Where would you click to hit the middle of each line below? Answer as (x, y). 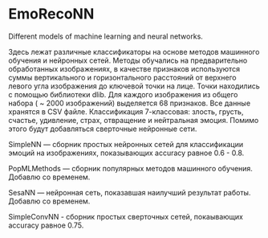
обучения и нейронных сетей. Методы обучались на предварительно (128, 60)
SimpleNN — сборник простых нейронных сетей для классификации (126, 144)
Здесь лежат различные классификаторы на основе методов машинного (134, 51)
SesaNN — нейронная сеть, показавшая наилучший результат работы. (130, 192)
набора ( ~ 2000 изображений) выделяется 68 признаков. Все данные (130, 103)
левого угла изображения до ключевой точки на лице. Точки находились (134, 86)
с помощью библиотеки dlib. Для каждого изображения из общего (123, 94)
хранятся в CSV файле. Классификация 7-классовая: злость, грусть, (126, 111)
